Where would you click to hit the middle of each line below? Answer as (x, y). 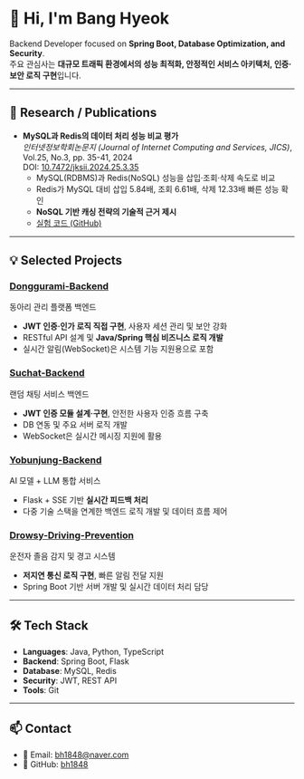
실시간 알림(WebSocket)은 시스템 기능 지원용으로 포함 (118, 349)
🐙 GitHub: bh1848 (55, 764)
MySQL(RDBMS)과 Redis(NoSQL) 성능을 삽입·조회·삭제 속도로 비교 (156, 178)
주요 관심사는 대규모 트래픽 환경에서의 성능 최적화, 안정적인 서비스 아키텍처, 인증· (151, 63)
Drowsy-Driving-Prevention (71, 535)
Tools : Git (41, 690)
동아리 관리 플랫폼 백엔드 (53, 307)
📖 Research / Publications (83, 113)
